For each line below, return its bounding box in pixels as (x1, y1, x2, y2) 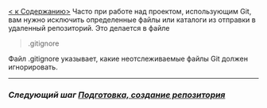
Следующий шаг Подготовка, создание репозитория (8, 89, 226, 100)
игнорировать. (8, 62, 58, 72)
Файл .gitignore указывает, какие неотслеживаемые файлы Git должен (8, 54, 249, 63)
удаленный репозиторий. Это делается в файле (8, 24, 170, 32)
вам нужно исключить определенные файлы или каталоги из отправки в (8, 15, 256, 24)
